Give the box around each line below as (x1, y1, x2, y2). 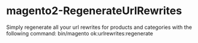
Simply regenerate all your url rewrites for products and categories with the (6, 24, 192, 31)
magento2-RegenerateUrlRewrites (6, 4, 182, 18)
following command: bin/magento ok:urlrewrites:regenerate (6, 29, 154, 37)
